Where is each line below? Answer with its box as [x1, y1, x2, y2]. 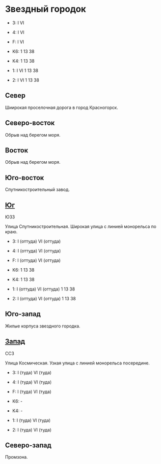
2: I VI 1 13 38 [12, 77, 39, 83]
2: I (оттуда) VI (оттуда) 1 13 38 [12, 296, 76, 301]
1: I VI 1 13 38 [12, 68, 38, 73]
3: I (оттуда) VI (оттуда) [12, 238, 61, 244]
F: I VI [12, 38, 25, 45]
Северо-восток [5, 119, 55, 127]
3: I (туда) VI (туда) [12, 369, 52, 375]
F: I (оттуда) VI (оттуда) [12, 257, 61, 263]
